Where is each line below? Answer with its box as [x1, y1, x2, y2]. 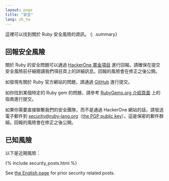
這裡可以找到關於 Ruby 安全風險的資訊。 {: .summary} [5, 31, 118, 37]
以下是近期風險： [5, 150, 41, 156]
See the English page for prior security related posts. [5, 170, 115, 176]
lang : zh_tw [5, 17, 30, 22]
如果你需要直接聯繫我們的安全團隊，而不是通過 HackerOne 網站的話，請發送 [5, 107, 164, 113]
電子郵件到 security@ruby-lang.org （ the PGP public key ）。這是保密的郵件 [5, 113, 160, 119]
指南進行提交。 [5, 96, 36, 102]
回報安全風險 [5, 48, 45, 56]
